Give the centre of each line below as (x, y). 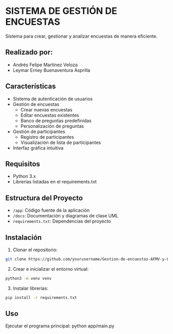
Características (31, 87)
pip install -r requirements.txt (41, 298)
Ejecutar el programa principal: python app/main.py (60, 326)
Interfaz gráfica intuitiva (38, 148)
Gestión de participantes (39, 132)
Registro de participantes (47, 137)
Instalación (24, 237)
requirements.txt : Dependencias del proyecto (62, 221)
